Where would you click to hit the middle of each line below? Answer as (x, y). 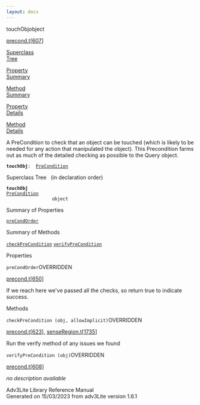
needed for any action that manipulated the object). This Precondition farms (100, 148)
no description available (36, 378)
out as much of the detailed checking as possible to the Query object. (92, 155)
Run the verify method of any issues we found (63, 343)
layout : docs (23, 12)
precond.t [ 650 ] (25, 279)
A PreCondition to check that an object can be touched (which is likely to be (100, 142)
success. (17, 297)
